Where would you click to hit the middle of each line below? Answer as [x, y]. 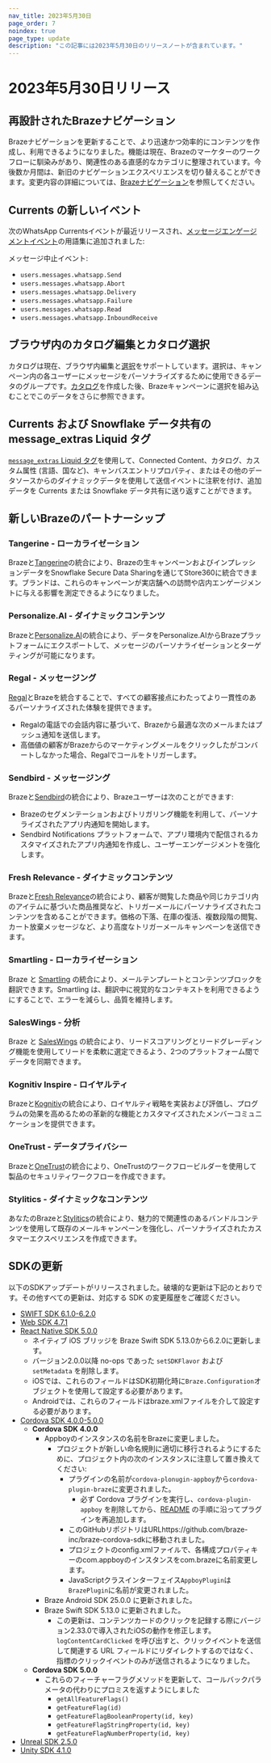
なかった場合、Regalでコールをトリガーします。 [121, 755]
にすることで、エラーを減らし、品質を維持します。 [93, 999]
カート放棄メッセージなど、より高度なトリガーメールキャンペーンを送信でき [135, 927]
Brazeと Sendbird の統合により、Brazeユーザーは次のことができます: [121, 797]
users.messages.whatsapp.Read [71, 309]
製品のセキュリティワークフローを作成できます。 [89, 1176]
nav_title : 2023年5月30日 [50, 16]
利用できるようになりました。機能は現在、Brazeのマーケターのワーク [145, 152]
